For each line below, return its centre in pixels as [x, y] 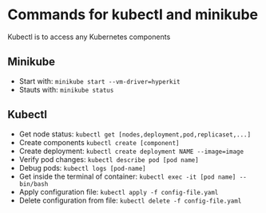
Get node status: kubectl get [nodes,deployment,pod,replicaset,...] [135, 134]
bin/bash [34, 184]
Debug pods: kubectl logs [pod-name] [82, 168]
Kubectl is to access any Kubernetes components [89, 37]
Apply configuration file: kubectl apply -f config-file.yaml [119, 191]
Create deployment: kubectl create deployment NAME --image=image [131, 151]
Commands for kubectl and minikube [133, 15]
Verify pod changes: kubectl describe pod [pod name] [109, 159]
